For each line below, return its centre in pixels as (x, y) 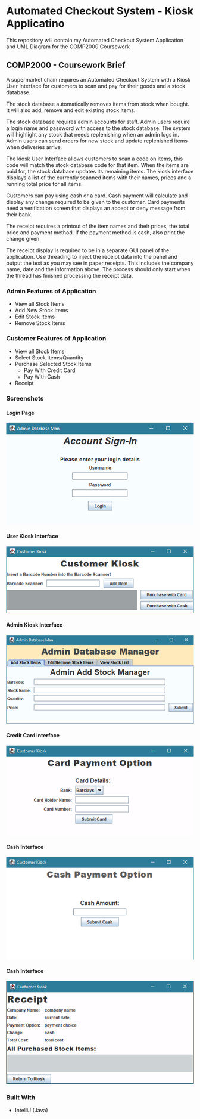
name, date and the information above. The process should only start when (98, 269)
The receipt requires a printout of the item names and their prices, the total (98, 226)
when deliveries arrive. (34, 147)
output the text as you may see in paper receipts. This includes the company (100, 263)
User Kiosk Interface (32, 536)
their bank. (19, 214)
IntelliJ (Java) (32, 1111)
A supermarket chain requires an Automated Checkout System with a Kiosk (99, 79)
